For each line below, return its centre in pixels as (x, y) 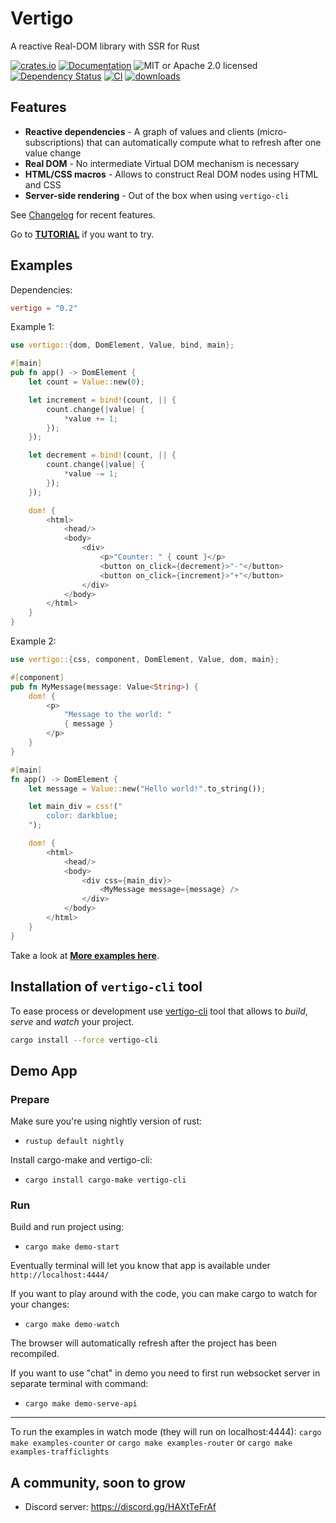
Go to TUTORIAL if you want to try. (82, 234)
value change (53, 153)
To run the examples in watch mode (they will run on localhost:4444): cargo (166, 1432)
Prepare (30, 1099)
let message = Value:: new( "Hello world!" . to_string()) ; (147, 788)
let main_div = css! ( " (75, 807)
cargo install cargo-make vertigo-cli (105, 1180)
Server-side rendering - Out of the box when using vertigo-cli (157, 195)
